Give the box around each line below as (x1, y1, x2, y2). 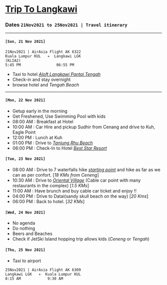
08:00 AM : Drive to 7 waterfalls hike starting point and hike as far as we (12, 167, 161, 173)
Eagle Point (12, 129, 36, 135)
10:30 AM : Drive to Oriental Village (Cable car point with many (12, 177, 141, 183)
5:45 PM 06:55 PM (5, 62, 75, 67)
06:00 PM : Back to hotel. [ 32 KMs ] (12, 199, 85, 205)
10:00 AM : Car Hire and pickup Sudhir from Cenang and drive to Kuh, (12, 124, 156, 130)
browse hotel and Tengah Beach (12, 81, 80, 88)
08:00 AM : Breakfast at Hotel (12, 118, 74, 124)
